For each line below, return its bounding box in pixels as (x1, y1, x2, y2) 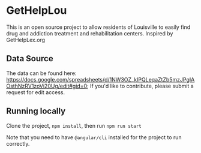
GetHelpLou (6, 4, 67, 17)
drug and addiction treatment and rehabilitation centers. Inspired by (6, 29, 173, 37)
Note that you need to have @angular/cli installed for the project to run (6, 133, 182, 141)
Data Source (6, 53, 53, 64)
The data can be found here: (6, 70, 77, 77)
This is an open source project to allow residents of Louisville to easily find (6, 23, 191, 31)
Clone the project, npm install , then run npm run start (6, 122, 142, 129)
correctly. (6, 140, 30, 147)
